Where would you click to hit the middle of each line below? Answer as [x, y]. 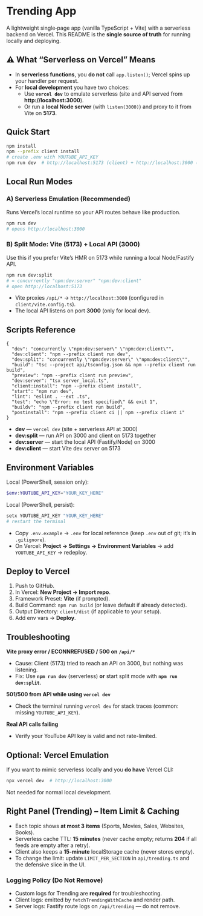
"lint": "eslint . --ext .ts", [51, 397]
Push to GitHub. [35, 586]
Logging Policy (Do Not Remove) [55, 880]
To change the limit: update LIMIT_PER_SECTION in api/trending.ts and [102, 858]
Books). [24, 832]
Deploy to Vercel [38, 571]
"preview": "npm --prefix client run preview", [73, 376]
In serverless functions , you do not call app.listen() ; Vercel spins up [102, 74]
